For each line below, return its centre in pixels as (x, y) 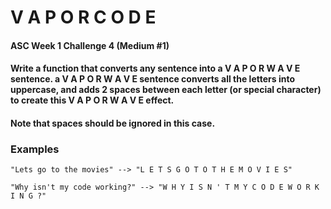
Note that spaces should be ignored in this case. (113, 123)
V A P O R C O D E (83, 17)
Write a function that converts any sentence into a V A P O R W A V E (155, 68)
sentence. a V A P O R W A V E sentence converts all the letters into (152, 79)
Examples (35, 149)
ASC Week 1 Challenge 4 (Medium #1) (90, 45)
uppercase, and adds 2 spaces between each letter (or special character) (166, 90)
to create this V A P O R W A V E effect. (92, 100)
